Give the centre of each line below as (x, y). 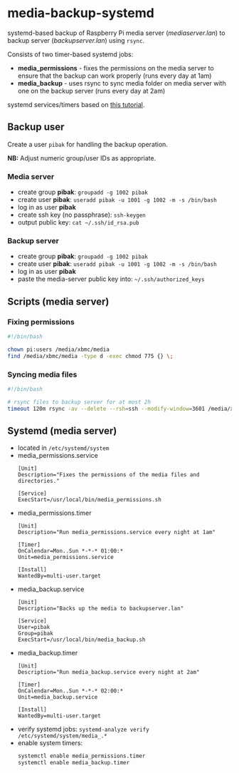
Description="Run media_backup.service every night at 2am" (108, 672)
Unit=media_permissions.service (65, 558)
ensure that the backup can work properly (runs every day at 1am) (115, 76)
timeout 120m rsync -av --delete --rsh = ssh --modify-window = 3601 (106, 409)
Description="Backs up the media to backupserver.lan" (101, 609)
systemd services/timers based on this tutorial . (76, 104)
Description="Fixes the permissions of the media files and (108, 475)
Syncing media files (42, 374)
